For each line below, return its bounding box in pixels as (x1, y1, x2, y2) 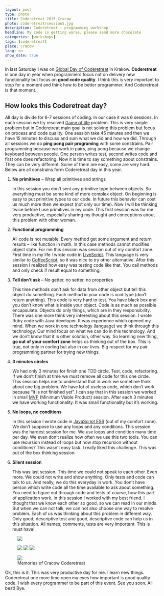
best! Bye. (5, 585, 25, 591)
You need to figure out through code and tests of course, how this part (12, 490, 155, 496)
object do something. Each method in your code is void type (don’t (12, 292, 147, 298)
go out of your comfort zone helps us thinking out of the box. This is (12, 339, 151, 344)
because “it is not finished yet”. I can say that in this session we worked (12, 389, 157, 395)
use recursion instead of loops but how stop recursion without (12, 439, 138, 445)
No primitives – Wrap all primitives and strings (12, 176, 106, 182)
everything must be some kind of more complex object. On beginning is (12, 191, 157, 197)
